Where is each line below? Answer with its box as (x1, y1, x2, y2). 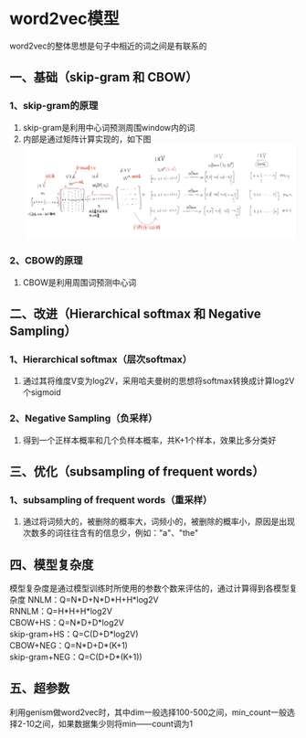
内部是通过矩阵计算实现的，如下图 (22, 134, 152, 144)
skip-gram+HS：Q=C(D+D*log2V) (9, 628, 139, 639)
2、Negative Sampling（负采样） (9, 412, 158, 425)
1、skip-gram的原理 (9, 100, 99, 112)
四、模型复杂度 (9, 557, 94, 572)
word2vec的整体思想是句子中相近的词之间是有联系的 (9, 40, 207, 51)
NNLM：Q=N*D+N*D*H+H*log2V (26, 594, 159, 604)
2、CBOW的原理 (9, 254, 83, 267)
